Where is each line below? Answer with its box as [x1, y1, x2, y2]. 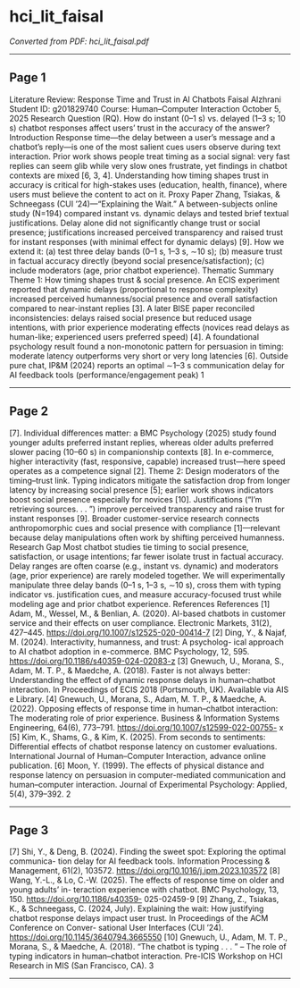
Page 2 [9, 404, 49, 419]
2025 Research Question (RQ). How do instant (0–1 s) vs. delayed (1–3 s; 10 [9, 113, 286, 123]
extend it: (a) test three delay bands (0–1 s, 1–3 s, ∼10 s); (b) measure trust [9, 246, 283, 257]
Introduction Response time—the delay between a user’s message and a [9, 131, 276, 142]
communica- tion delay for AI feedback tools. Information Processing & [9, 856, 271, 866]
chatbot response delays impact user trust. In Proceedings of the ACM [9, 913, 269, 924]
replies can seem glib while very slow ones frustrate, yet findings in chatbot [9, 160, 287, 171]
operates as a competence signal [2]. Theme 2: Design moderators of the [9, 465, 279, 476]
